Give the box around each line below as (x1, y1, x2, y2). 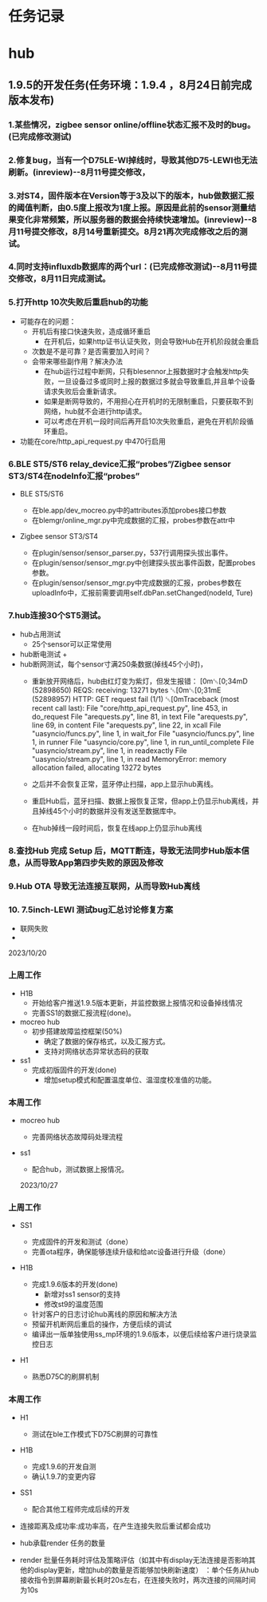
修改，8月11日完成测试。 (16, 273, 111, 285)
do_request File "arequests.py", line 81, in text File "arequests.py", (31, 712, 249, 722)
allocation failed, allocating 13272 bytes (31, 763, 162, 772)
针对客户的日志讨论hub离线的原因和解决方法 (31, 1309, 178, 1319)
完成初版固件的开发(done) (31, 1065, 117, 1074)
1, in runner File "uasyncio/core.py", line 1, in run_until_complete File (31, 737, 255, 747)
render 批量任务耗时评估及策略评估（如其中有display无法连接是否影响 (19, 1555, 249, 1564)
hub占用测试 (19, 629, 61, 640)
